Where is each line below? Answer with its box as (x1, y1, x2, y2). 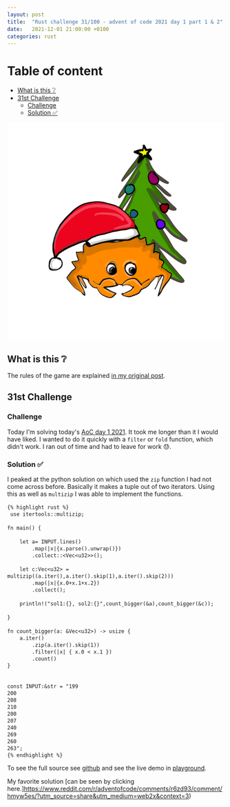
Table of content (7, 63, 103, 79)
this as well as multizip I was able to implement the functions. (7, 490, 184, 498)
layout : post (7, 11, 45, 18)
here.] (7, 784, 24, 793)
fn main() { (7, 524, 41, 532)
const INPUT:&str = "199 (7, 682, 79, 690)
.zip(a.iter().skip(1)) (32, 641, 100, 649)
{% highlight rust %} (7, 503, 70, 511)
